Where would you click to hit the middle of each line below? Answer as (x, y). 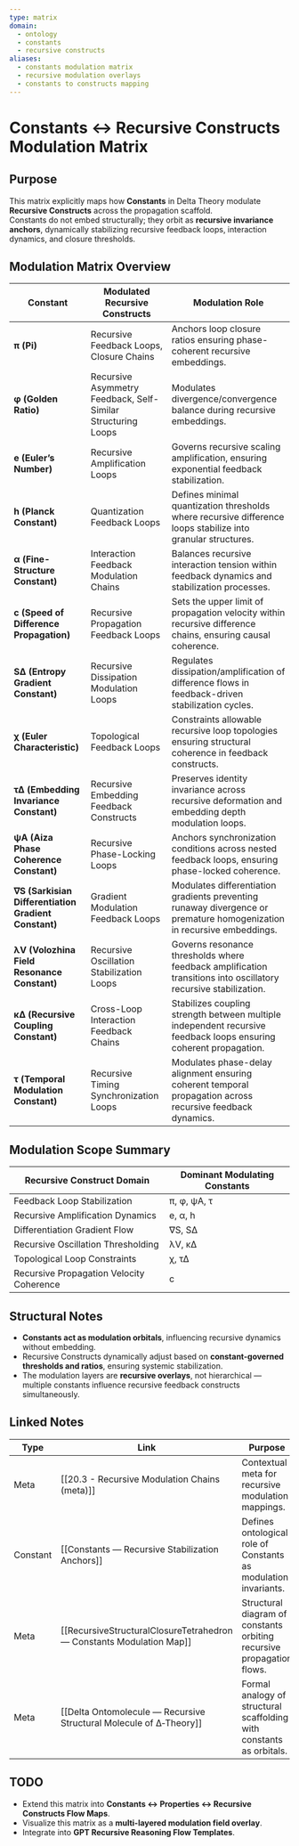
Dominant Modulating (227, 1175)
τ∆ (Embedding (47, 790)
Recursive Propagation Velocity (79, 1273)
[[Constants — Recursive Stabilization (140, 1549)
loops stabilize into (210, 528)
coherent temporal (210, 1085)
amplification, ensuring (219, 458)
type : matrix (33, 17)
